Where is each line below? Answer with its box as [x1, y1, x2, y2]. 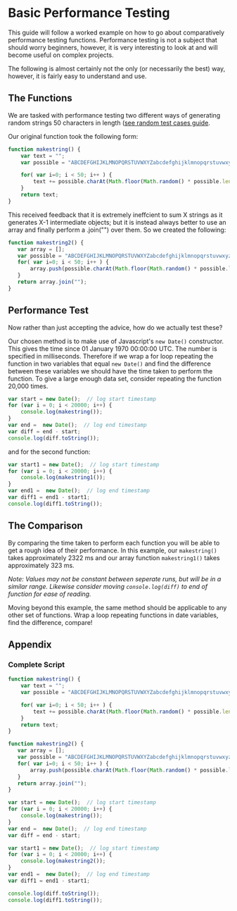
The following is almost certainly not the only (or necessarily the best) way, [8, 64, 226, 73]
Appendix [8, 639, 52, 651]
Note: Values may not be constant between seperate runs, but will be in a [8, 574, 222, 583]
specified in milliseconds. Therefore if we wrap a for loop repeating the [8, 352, 214, 360]
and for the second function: [8, 447, 91, 456]
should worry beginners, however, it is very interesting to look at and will [8, 43, 218, 51]
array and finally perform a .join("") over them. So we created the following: [8, 225, 226, 234]
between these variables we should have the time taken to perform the [8, 366, 213, 375]
